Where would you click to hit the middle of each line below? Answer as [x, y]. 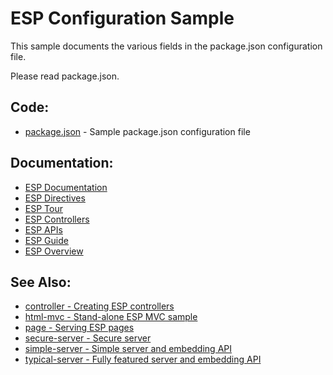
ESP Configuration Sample [122, 18]
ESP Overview [54, 251]
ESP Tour [43, 208]
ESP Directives [55, 198]
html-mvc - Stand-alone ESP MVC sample [111, 317]
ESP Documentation [66, 187]
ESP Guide [46, 240]
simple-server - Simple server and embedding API [128, 349]
